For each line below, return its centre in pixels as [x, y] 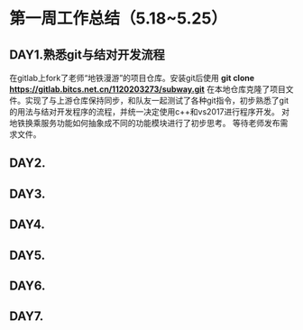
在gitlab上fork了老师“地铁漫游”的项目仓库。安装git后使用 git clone [132, 78]
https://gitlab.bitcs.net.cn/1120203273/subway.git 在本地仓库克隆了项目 [147, 89]
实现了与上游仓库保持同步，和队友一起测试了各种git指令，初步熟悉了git [157, 101]
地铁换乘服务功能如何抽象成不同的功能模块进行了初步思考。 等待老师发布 [145, 123]
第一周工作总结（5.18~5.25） [119, 18]
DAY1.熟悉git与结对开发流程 [87, 55]
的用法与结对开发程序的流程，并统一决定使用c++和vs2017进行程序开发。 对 [150, 112]
